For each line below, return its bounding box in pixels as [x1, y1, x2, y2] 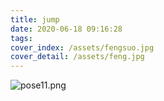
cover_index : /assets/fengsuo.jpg [10, 42, 155, 53]
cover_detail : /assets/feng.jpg [10, 52, 145, 62]
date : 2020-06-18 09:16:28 [10, 24, 123, 34]
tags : [10, 33, 33, 43]
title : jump [10, 14, 60, 25]
